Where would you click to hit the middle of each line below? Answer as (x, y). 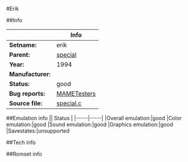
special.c (69, 103)
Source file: (26, 103)
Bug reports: (27, 94)
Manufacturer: (30, 74)
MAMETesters (76, 94)
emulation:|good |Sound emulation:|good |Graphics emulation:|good (90, 124)
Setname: (23, 45)
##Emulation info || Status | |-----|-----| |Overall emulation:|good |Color (94, 118)
